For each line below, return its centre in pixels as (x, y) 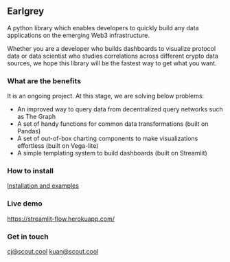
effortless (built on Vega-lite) (58, 146)
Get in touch (28, 237)
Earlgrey (26, 11)
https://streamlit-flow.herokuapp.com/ (61, 219)
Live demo (25, 204)
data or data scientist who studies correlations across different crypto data (113, 56)
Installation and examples (43, 186)
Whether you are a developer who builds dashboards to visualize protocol (112, 48)
